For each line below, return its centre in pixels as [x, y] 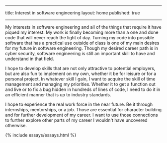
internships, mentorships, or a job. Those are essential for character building [83, 109]
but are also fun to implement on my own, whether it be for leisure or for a [81, 73]
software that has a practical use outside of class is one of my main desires [82, 43]
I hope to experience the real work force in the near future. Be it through [79, 104]
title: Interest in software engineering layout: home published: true [73, 13]
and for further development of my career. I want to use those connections [82, 115]
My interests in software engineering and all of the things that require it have [83, 27]
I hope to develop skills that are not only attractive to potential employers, [80, 68]
